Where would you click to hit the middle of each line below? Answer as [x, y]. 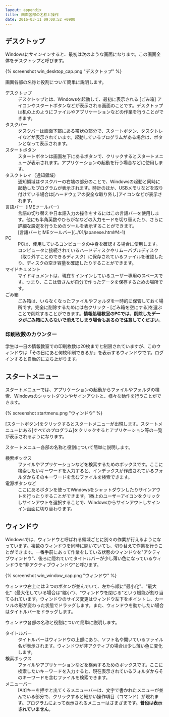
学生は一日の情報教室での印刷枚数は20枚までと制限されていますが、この [81, 346]
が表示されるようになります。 [36, 437]
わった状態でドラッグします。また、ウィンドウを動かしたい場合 [98, 606]
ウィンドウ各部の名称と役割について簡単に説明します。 [63, 622]
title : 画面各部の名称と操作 [32, 15]
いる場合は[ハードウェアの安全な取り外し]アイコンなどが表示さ [97, 194]
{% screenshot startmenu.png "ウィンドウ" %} [54, 413]
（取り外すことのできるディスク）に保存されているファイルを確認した [91, 257]
